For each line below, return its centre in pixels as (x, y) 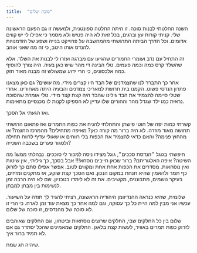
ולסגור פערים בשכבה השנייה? (39, 142)
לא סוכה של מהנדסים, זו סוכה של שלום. (50, 209)
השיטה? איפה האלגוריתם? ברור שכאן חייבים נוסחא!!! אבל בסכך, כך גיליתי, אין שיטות (99, 160)
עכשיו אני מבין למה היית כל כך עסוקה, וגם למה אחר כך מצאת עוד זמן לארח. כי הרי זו (98, 203)
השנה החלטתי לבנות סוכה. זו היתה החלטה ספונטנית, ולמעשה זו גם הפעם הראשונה (97, 28)
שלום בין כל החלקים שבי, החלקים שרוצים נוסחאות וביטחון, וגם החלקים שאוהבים (94, 221)
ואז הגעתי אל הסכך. (28, 112)
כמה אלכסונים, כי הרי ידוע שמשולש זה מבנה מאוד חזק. (66, 71)
